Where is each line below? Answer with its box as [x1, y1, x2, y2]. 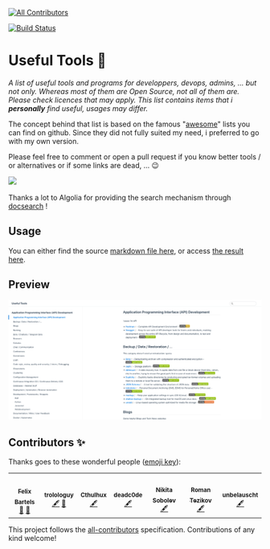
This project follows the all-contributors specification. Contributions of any [8, 524, 256, 535]
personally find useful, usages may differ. [8, 103, 149, 113]
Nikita [155, 485, 173, 494]
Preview [8, 278, 51, 291]
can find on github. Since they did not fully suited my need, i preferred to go [8, 127, 260, 137]
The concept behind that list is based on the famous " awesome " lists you [8, 119, 251, 129]
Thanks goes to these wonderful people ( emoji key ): [8, 457, 182, 467]
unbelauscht [222, 491, 259, 499]
